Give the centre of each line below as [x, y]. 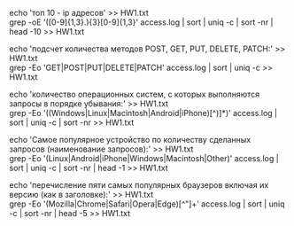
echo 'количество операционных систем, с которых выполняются [134, 94]
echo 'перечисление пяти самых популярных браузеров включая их [139, 185]
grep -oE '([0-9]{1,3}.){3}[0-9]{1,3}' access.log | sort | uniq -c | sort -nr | [141, 22]
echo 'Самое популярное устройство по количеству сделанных [130, 140]
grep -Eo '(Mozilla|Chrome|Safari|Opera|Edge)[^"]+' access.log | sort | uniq [147, 204]
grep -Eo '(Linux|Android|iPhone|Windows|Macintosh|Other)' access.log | [144, 158]
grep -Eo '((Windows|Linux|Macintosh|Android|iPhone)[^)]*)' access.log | [143, 113]
